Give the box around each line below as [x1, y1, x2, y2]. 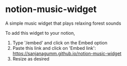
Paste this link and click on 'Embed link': [12, 45, 96, 51]
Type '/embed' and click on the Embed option [12, 39, 107, 46]
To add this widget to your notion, [5, 30, 76, 36]
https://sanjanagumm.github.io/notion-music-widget [12, 50, 122, 56]
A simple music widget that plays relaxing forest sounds [5, 20, 121, 26]
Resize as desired [12, 55, 49, 61]
